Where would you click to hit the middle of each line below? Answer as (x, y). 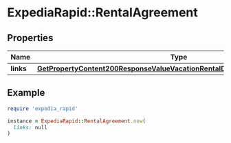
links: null (31, 127)
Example (26, 93)
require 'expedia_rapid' (43, 108)
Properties (30, 38)
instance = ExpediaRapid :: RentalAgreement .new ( (77, 121)
